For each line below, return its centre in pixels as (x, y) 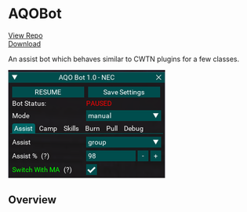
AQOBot (35, 14)
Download (25, 43)
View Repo (25, 35)
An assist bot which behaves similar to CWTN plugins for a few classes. (124, 59)
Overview (33, 200)
